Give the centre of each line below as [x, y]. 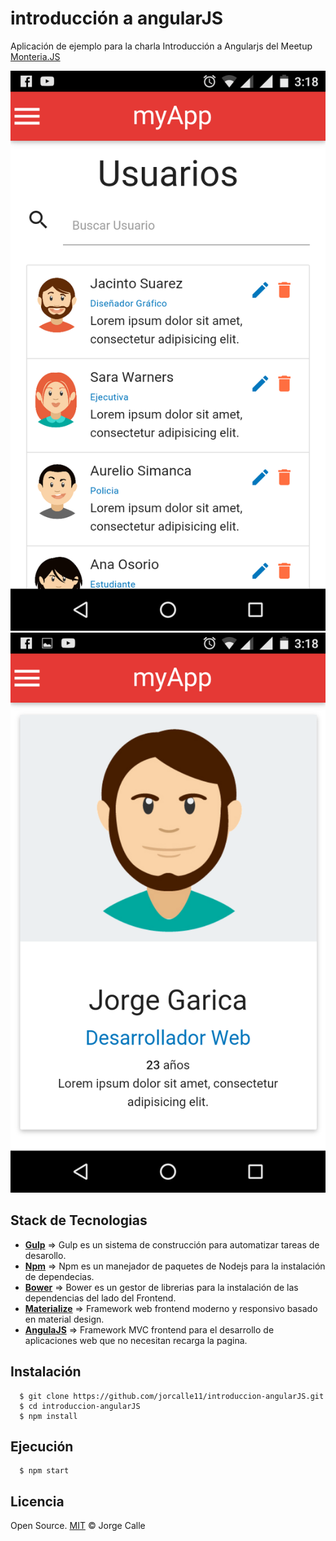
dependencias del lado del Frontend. [100, 1298]
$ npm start [44, 1471]
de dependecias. [59, 1276]
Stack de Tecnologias [79, 1220]
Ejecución [42, 1446]
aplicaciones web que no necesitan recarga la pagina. [136, 1340]
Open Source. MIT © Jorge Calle [78, 1526]
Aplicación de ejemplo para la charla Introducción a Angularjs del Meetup [161, 46]
